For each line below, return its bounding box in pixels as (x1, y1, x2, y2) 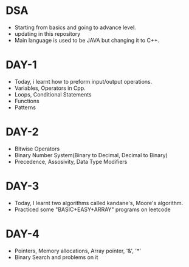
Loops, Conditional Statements (14, 90, 92, 98)
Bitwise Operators (14, 145, 60, 152)
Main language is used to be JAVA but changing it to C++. (14, 36, 160, 44)
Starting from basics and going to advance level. (14, 24, 136, 31)
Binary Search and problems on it (14, 253, 98, 261)
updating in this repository (14, 30, 81, 37)
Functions (14, 97, 40, 104)
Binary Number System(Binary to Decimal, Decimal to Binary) (14, 151, 168, 158)
